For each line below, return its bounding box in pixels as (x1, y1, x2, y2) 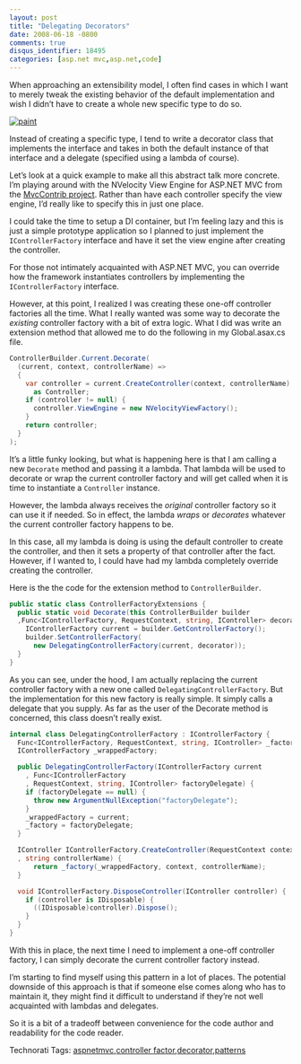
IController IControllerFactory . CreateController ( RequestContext (17, 846, 267, 855)
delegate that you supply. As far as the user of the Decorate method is (9, 702, 269, 714)
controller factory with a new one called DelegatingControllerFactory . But (9, 683, 284, 694)
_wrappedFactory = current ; (25, 813, 130, 822)
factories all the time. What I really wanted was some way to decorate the (9, 308, 280, 319)
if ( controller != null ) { (25, 396, 126, 405)
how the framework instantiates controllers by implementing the (9, 271, 245, 282)
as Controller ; (32, 387, 90, 396)
